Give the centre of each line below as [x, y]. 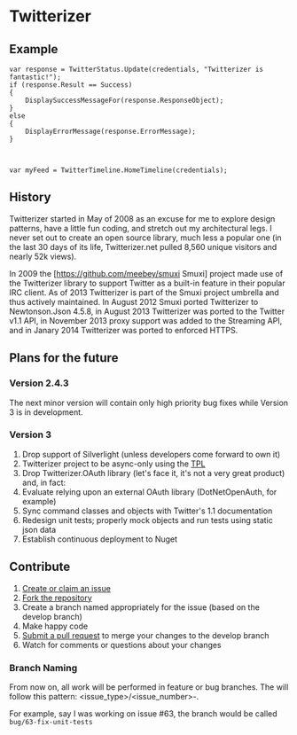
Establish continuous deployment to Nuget [100, 539]
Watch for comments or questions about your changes [121, 645]
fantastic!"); [35, 77]
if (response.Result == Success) [71, 85]
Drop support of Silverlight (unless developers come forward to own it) [151, 454]
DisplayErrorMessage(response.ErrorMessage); [111, 131]
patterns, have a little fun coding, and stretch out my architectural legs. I [141, 228]
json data [39, 529]
